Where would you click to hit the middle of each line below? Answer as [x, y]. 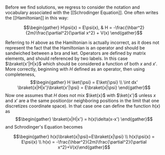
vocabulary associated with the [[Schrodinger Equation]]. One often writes [82, 12]
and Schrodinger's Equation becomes [44, 127]
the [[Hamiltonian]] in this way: [37, 18]
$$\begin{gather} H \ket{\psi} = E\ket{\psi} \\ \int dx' [84, 82]
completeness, [20, 74]
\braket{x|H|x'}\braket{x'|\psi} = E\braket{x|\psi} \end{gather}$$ [84, 87]
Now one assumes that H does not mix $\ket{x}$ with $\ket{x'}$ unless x [80, 95]
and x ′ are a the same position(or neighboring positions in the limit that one [82, 100]
